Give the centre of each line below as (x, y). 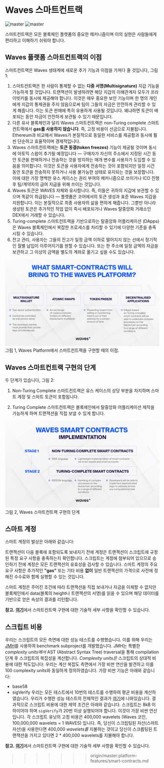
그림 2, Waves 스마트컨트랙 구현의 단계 (42, 512)
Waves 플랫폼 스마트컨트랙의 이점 (53, 57)
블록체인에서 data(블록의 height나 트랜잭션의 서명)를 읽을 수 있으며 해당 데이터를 (82, 593)
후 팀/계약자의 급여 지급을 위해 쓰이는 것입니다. (57, 184)
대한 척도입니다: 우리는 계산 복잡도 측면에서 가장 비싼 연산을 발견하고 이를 (84, 664)
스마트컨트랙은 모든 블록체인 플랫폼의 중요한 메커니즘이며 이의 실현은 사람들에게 (81, 34)
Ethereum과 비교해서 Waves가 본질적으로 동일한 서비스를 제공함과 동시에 (82, 135)
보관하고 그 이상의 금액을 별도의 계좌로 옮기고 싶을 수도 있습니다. (73, 252)
